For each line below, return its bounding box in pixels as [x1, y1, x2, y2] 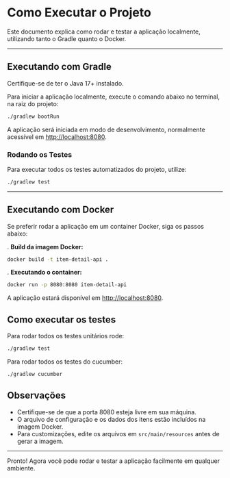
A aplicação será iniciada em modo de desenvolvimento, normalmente [7, 125, 205, 134]
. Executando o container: [7, 268, 82, 277]
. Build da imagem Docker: [7, 242, 84, 251]
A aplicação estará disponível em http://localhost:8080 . [7, 294, 164, 302]
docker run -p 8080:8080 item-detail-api [7, 281, 127, 288]
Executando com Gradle [7, 61, 112, 73]
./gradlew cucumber [7, 371, 63, 378]
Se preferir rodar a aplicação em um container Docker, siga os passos [7, 222, 204, 230]
